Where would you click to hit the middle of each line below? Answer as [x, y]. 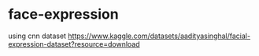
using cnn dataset [37, 36]
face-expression [64, 14]
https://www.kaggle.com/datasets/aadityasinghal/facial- [159, 36]
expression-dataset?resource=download [74, 44]
